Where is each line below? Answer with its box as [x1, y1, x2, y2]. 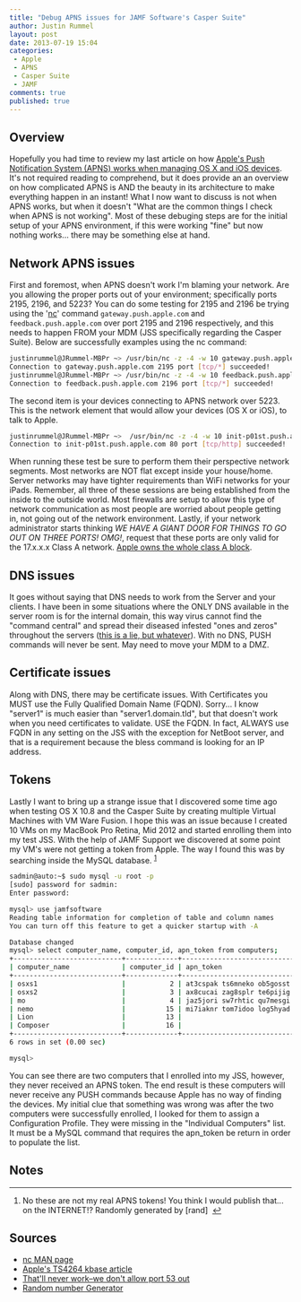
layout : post [9, 30, 58, 39]
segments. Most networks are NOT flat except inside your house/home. [9, 465, 273, 476]
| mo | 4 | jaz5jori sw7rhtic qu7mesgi [9, 996, 291, 1005]
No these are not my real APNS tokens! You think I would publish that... [21, 1194, 284, 1206]
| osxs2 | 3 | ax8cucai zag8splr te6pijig [9, 987, 291, 996]
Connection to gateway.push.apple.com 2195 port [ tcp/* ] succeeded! [9, 362, 271, 371]
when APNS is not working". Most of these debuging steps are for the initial [9, 211, 288, 221]
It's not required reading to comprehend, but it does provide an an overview [9, 172, 289, 184]
